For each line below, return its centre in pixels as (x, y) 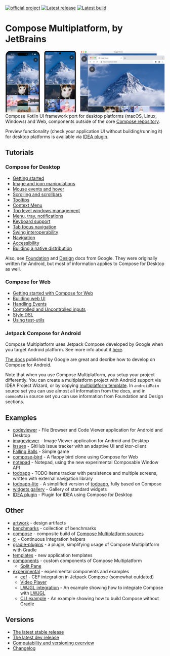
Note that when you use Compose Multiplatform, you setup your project (80, 375)
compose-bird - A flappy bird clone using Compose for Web (75, 456)
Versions (20, 620)
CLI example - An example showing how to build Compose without (90, 598)
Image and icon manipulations (44, 183)
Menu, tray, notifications (38, 216)
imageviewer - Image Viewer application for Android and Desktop (81, 440)
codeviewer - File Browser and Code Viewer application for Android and (88, 430)
